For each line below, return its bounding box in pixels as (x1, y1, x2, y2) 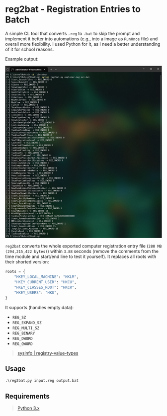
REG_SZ (12, 315, 26, 320)
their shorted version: (5, 259, 49, 265)
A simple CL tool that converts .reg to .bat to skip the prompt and (5, 30, 140, 36)
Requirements (5, 392, 50, 401)
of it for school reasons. (5, 46, 54, 52)
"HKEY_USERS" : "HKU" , (14, 290, 59, 295)
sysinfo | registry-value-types (17, 350, 79, 356)
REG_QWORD (12, 341, 33, 346)
